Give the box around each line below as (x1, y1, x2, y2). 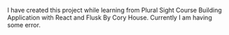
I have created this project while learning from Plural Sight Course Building (7, 6, 222, 14)
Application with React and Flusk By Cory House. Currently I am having (7, 13, 212, 22)
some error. (7, 21, 41, 29)
